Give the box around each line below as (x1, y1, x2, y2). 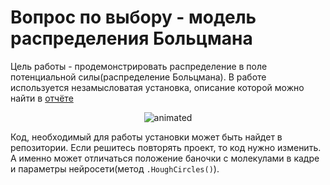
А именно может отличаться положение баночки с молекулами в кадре (10, 152, 320, 164)
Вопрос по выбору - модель (10, 6, 257, 29)
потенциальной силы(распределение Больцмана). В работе (10, 71, 267, 83)
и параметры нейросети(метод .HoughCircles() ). (10, 162, 220, 175)
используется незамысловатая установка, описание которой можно (10, 81, 305, 93)
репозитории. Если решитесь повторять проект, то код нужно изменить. (10, 141, 322, 153)
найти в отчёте (10, 92, 74, 104)
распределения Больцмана (10, 27, 253, 50)
